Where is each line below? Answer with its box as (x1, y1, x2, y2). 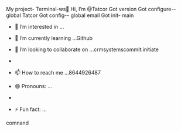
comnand (6, 119, 29, 126)
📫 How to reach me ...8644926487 (14, 69, 101, 76)
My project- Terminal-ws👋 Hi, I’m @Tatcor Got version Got (6, 6, 147, 12)
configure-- (148, 6, 176, 12)
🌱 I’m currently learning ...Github (14, 35, 93, 41)
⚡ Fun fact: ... (14, 106, 47, 113)
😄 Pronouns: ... (14, 83, 53, 89)
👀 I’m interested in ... (14, 23, 64, 30)
